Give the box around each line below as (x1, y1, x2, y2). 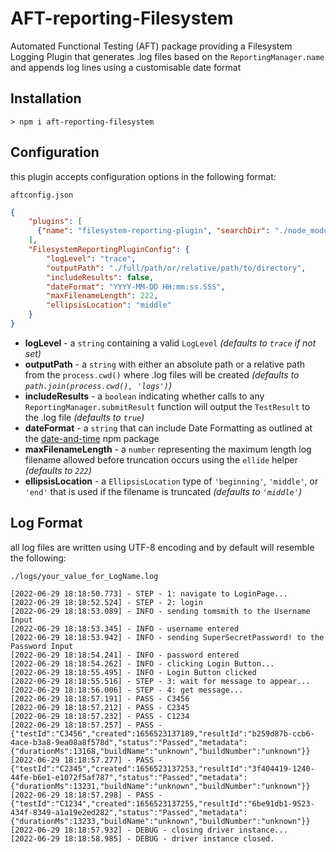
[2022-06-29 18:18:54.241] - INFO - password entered (10, 650, 240, 660)
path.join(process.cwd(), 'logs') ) (24, 379, 172, 391)
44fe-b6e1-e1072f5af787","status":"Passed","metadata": (10, 772, 248, 782)
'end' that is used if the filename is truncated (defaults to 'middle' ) (24, 485, 302, 497)
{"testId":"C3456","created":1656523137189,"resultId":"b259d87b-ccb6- (10, 728, 315, 739)
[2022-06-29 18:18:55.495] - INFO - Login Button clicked (10, 667, 257, 677)
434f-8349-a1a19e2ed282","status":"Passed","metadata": (10, 807, 248, 817)
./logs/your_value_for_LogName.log (10, 571, 159, 581)
